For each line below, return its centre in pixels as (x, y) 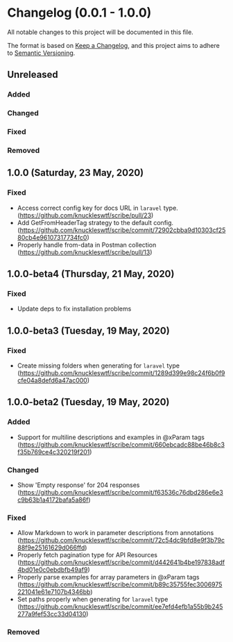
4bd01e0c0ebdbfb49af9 (52, 570)
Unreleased (33, 75)
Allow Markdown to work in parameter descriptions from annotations (115, 533)
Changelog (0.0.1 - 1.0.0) (79, 13)
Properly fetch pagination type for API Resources (87, 555)
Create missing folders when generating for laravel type (98, 365)
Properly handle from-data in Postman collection (87, 245)
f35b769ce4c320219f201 (53, 452)
